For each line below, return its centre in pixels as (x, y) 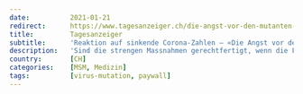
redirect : (28, 26)
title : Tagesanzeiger (66, 34)
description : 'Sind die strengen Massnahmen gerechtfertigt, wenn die (149, 51)
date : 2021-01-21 (60, 17)
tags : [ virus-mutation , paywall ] (90, 76)
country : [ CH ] (48, 59)
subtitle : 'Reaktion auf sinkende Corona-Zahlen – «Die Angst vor (147, 43)
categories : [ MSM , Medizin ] (68, 68)
